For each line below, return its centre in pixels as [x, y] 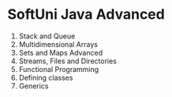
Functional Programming [59, 69]
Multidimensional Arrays [58, 44]
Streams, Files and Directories [68, 61]
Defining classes [46, 77]
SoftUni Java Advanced [86, 14]
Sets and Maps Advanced [61, 52]
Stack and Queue [47, 36]
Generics [34, 86]
